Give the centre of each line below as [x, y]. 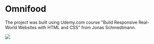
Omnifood [26, 9]
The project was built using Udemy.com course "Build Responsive [71, 22]
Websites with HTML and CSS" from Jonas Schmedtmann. [77, 27]
